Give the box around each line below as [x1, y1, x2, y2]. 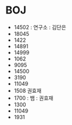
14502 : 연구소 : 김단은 [13, 23, 67, 31]
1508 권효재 [13, 87, 42, 94]
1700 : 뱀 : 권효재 [13, 94, 54, 102]
